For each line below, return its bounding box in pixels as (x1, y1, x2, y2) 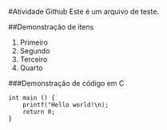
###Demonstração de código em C (8, 79, 125, 88)
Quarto (19, 63, 43, 73)
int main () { (8, 94, 56, 102)
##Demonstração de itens (8, 22, 94, 31)
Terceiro (19, 55, 48, 64)
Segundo (19, 46, 50, 55)
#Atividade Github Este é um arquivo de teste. (8, 7, 160, 16)
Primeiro (19, 37, 48, 47)
